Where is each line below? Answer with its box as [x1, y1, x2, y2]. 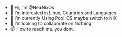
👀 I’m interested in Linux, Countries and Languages [10, 10, 116, 16]
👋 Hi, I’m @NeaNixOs [10, 5, 54, 10]
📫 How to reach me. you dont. [10, 26, 74, 32]
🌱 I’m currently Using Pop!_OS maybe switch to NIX [10, 15, 117, 21]
